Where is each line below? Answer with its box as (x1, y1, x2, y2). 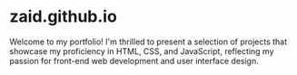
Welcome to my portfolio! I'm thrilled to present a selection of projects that (9, 36, 288, 47)
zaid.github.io (9, 6, 118, 27)
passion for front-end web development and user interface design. (9, 55, 259, 66)
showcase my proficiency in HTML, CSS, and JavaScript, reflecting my (9, 45, 274, 56)
